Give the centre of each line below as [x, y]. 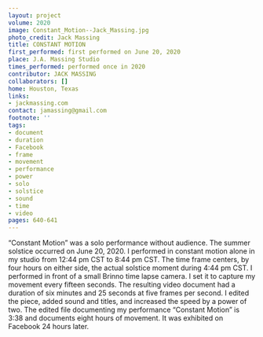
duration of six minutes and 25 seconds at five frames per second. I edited [129, 293]
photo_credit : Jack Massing [54, 37]
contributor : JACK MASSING [52, 74]
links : [19, 96]
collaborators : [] [38, 81]
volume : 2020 [29, 23]
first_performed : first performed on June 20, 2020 [94, 52]
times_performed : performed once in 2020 [77, 67]
